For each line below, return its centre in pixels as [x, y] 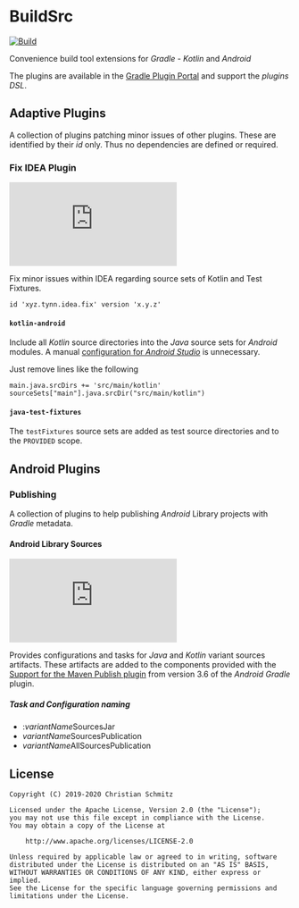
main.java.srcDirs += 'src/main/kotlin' [86, 386]
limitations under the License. [69, 896]
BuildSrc [42, 17]
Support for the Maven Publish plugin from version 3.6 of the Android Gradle [150, 674]
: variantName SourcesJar [69, 727]
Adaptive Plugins [58, 113]
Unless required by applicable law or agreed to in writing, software [143, 857]
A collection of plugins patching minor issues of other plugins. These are [143, 135]
